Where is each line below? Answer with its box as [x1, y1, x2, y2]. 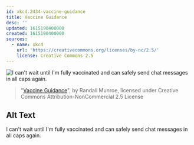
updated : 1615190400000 [6, 25, 65, 31]
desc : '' [6, 20, 28, 25]
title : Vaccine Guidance [6, 14, 67, 20]
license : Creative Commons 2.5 [17, 53, 94, 59]
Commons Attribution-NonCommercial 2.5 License [20, 93, 144, 100]
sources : [6, 36, 28, 42]
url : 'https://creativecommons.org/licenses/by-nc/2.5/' [17, 47, 160, 53]
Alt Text [6, 110, 35, 120]
